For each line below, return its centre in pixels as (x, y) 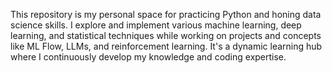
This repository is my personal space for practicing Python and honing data (166, 14)
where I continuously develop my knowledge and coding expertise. (148, 57)
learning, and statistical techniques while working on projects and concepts (166, 35)
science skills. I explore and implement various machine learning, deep (156, 25)
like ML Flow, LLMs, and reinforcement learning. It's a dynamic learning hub (166, 46)
